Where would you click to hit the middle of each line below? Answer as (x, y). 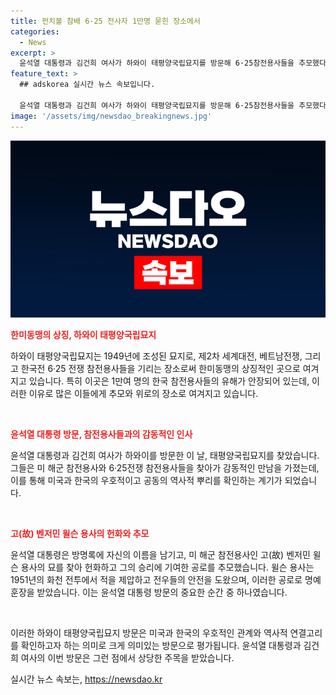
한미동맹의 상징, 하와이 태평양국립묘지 (83, 334)
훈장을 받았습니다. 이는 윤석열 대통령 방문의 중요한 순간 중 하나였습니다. (149, 592)
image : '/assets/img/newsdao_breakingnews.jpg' (111, 116)
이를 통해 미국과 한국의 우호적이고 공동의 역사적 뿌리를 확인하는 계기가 (146, 480)
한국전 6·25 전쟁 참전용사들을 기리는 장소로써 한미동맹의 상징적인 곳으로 (160, 368)
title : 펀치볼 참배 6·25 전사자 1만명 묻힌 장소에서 (105, 21)
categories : (35, 31)
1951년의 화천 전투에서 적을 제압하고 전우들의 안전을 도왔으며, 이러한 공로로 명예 (166, 579)
